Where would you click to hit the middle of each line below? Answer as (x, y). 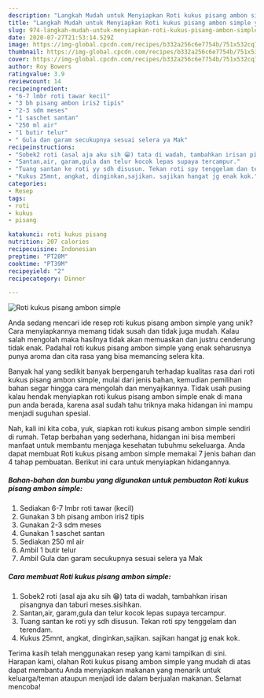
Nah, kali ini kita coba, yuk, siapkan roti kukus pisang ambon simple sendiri (129, 429)
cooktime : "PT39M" (38, 264)
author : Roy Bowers (40, 67)
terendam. (36, 630)
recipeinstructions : (42, 147)
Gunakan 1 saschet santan (62, 534)
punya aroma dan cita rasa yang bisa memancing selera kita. (106, 356)
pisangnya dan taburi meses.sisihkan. (81, 605)
